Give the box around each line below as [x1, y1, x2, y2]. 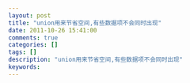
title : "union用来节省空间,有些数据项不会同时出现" [8, 19, 162, 27]
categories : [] [8, 41, 59, 49]
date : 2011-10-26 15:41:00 [8, 26, 97, 34]
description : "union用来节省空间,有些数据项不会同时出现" [8, 56, 184, 64]
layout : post [8, 11, 51, 20]
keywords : [8, 63, 41, 71]
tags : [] [8, 48, 37, 56]
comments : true [8, 33, 59, 42]
